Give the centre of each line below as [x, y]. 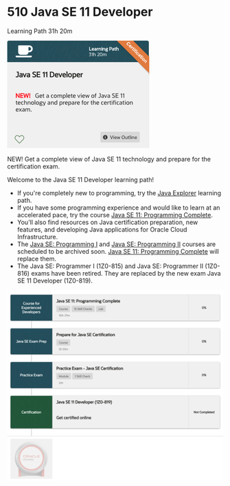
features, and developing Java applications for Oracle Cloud [102, 229]
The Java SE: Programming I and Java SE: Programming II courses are [116, 244]
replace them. [37, 258]
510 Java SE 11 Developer [80, 12]
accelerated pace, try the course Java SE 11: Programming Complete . [115, 214]
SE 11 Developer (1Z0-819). [55, 280]
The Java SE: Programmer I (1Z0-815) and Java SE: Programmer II [110, 266]
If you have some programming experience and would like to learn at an [118, 208]
